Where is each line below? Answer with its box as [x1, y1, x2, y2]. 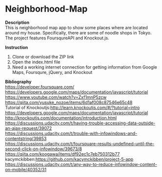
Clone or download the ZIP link [12, 53, 74, 59]
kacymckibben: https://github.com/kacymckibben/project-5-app [5, 156, 134, 162]
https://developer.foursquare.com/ [5, 84, 75, 89]
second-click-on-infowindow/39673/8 [5, 146, 82, 152]
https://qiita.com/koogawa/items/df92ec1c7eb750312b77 [5, 151, 120, 157]
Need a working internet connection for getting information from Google [12, 64, 157, 70]
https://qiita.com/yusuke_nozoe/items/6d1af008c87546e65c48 [5, 99, 133, 105]
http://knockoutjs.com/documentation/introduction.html [5, 115, 117, 121]
